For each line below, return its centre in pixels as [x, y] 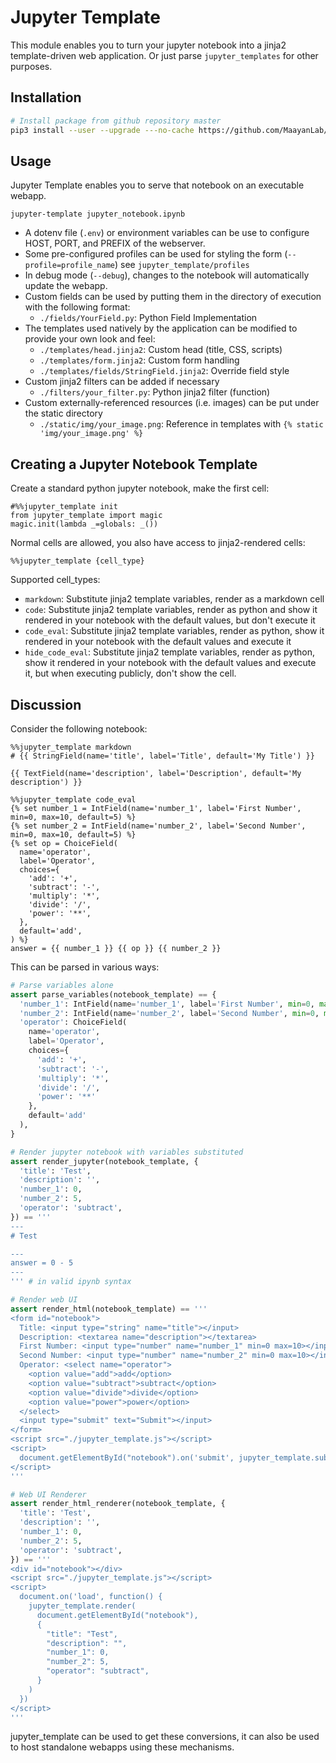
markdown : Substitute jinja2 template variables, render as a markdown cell [174, 599]
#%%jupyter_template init [64, 507]
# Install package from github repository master [116, 121]
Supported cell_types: [55, 580]
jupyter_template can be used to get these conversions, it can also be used [165, 1737]
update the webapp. [66, 286]
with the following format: [77, 307]
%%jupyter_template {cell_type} [77, 561]
